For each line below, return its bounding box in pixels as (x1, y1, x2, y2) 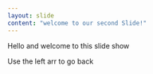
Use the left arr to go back (7, 56, 94, 66)
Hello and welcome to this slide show (7, 41, 130, 50)
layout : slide (7, 11, 55, 20)
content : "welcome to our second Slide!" (7, 19, 147, 27)
